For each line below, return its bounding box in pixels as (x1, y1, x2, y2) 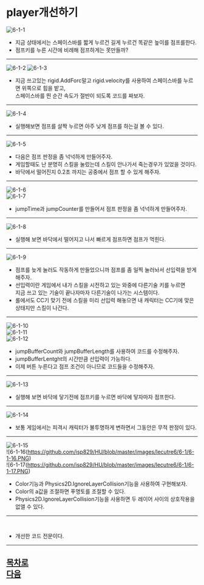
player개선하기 (6, 5, 78, 19)
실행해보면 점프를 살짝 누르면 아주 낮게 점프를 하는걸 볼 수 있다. (15, 122, 164, 130)
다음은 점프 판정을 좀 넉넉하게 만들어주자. (15, 153, 113, 160)
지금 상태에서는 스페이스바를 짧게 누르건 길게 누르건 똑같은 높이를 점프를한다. (15, 38, 197, 46)
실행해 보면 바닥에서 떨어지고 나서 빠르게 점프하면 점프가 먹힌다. (15, 235, 166, 243)
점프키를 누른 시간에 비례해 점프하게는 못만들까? (15, 46, 129, 54)
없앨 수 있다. (15, 503, 45, 510)
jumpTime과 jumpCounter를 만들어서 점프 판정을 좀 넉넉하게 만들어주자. (15, 205, 187, 212)
